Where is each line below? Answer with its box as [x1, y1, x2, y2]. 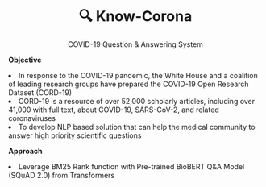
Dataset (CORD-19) [8, 87, 73, 98]
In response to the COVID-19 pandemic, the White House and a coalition [19, 70, 258, 80]
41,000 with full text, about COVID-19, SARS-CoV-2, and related [8, 105, 219, 114]
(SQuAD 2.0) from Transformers [8, 170, 115, 180]
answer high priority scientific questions [8, 131, 142, 140]
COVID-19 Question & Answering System [67, 39, 204, 49]
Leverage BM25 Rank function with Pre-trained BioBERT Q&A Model [19, 161, 245, 171]
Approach [8, 146, 43, 156]
